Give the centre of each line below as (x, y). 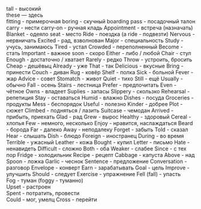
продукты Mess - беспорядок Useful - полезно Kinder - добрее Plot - (94, 104)
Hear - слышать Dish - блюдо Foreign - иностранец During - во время (95, 136)
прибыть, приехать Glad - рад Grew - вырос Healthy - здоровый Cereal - (99, 117)
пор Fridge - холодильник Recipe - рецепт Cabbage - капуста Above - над (100, 155)
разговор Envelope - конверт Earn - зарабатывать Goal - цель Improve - (98, 168)
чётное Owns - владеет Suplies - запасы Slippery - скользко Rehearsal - (98, 91)
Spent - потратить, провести (43, 193)
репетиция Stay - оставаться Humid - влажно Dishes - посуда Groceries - (100, 98)
